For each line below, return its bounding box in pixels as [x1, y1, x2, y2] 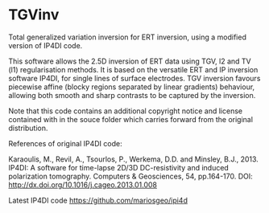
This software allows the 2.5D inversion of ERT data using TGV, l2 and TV [8, 56, 251, 66]
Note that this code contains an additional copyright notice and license [8, 106, 243, 116]
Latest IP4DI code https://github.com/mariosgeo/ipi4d [8, 195, 188, 205]
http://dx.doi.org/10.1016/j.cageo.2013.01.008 [8, 179, 157, 190]
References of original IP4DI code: [8, 138, 122, 148]
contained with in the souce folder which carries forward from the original [8, 114, 254, 124]
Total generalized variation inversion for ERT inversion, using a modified [8, 32, 247, 42]
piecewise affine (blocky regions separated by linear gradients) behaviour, [8, 82, 255, 92]
